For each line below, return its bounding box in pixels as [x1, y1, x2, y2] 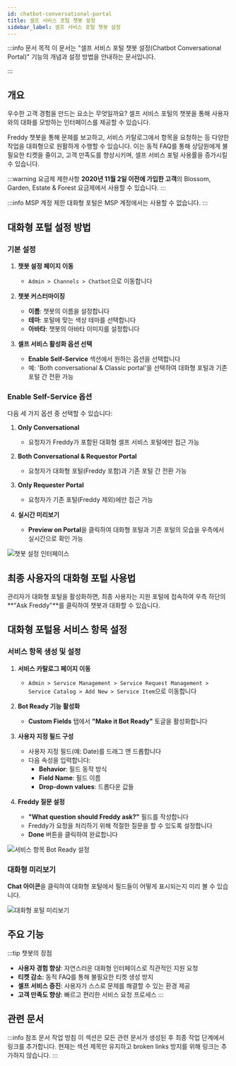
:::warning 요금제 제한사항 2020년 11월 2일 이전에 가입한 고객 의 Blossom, [7, 175, 211, 183]
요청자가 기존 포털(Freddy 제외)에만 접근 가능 [28, 495, 153, 504]
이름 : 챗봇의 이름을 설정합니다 [28, 306, 110, 315]
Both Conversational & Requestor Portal [17, 452, 137, 461]
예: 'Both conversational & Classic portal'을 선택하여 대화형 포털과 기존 [28, 363, 228, 372]
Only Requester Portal [17, 481, 85, 489]
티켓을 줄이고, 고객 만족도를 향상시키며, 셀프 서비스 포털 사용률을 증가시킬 [25, 151, 228, 159]
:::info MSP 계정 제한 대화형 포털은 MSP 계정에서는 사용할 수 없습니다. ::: [7, 199, 208, 207]
